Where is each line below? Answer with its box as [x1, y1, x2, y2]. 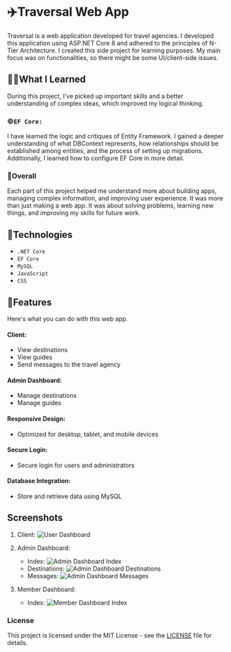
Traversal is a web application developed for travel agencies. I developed [7, 31, 214, 40]
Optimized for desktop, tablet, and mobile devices [16, 430, 159, 438]
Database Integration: [7, 477, 71, 485]
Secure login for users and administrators [16, 461, 135, 469]
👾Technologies [7, 229, 73, 241]
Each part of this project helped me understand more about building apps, [7, 187, 217, 195]
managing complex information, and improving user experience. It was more [7, 194, 223, 203]
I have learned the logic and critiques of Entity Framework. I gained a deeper [7, 132, 224, 141]
